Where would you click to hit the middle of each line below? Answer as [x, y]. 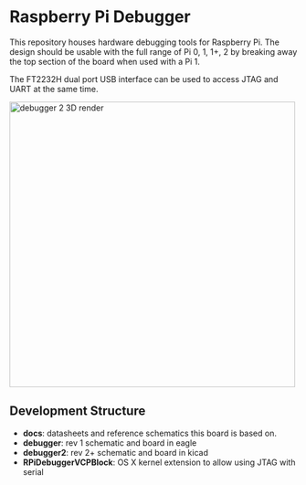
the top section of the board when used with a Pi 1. [105, 61]
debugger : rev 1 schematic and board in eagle [110, 443]
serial [33, 471]
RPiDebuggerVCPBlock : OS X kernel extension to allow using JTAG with [159, 462]
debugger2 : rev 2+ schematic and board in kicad [115, 452]
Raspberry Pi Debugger [100, 17]
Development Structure [78, 411]
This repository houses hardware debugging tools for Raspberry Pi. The [145, 42]
